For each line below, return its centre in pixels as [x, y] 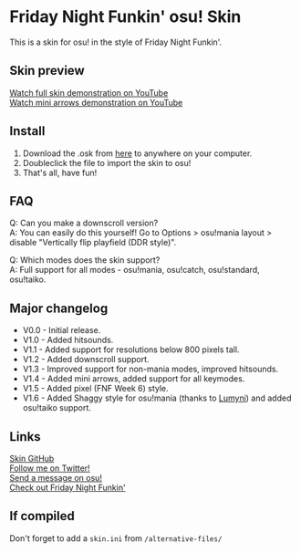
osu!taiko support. [57, 408]
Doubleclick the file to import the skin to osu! [107, 162]
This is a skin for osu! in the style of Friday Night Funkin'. [116, 42]
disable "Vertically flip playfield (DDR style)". [93, 243]
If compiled [42, 516]
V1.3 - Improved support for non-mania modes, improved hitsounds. [150, 369]
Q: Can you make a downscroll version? [84, 223]
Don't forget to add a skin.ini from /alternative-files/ [116, 538]
